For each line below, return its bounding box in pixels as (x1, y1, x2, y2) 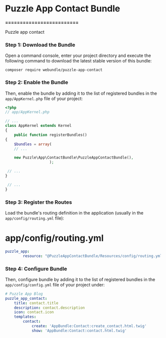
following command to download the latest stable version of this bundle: (5, 58, 152, 64)
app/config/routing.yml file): (5, 215, 64, 221)
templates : (14, 314, 37, 320)
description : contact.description (14, 305, 85, 310)
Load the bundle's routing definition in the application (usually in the (5, 210, 144, 216)
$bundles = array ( (14, 142, 52, 147)
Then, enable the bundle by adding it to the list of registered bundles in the (5, 90, 157, 96)
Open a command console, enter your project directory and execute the (5, 53, 151, 58)
